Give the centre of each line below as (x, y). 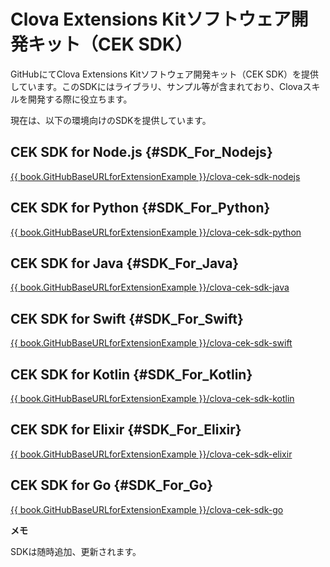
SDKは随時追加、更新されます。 (76, 551)
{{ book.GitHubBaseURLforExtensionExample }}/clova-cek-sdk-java (150, 287)
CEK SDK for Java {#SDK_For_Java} (125, 263)
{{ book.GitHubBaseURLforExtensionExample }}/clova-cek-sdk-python (156, 232)
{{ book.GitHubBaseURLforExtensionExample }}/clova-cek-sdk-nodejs (155, 176)
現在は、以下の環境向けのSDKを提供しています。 (111, 120)
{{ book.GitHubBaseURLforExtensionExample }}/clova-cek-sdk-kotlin (152, 398)
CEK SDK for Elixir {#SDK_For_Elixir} (126, 430)
